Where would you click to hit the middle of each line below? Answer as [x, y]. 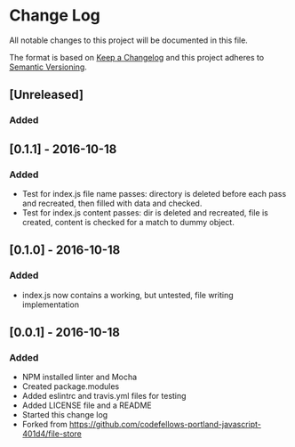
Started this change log [65, 415]
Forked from [45, 425]
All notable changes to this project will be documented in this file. [129, 40]
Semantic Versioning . [48, 67]
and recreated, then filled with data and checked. [112, 203]
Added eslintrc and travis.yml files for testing [104, 396]
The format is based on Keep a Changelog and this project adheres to [137, 57]
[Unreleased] [47, 95]
